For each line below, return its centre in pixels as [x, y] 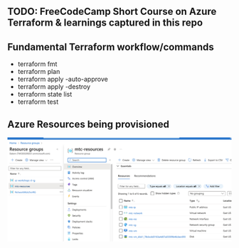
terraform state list [45, 95]
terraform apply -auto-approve [63, 79]
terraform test [38, 102]
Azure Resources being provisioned [88, 124]
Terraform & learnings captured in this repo [105, 23]
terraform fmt [37, 64]
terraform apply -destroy [54, 87]
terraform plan [39, 72]
